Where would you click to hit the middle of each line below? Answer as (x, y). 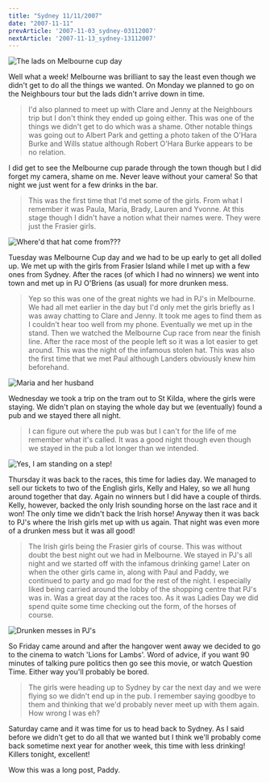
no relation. (47, 152)
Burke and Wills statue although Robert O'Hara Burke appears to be (140, 144)
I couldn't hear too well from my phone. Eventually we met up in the (140, 325)
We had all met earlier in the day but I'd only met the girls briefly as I (141, 308)
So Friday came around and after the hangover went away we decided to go (135, 646)
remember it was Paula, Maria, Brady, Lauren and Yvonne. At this (136, 209)
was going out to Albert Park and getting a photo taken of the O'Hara (142, 135)
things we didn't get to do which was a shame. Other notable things (140, 126)
